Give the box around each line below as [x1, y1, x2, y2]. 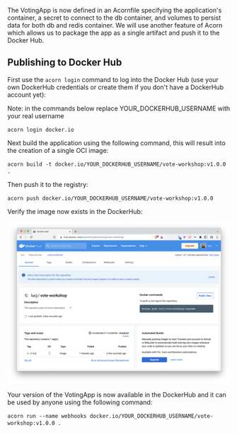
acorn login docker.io [7, 126, 74, 133]
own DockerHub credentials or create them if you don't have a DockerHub [7, 83, 224, 91]
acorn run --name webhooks [7, 413, 87, 420]
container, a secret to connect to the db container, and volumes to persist [7, 13, 221, 22]
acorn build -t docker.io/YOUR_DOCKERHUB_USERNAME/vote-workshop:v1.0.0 [7, 161, 226, 168]
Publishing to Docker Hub [7, 57, 122, 69]
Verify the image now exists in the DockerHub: [7, 207, 143, 215]
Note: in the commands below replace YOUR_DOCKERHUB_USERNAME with [7, 104, 231, 113]
